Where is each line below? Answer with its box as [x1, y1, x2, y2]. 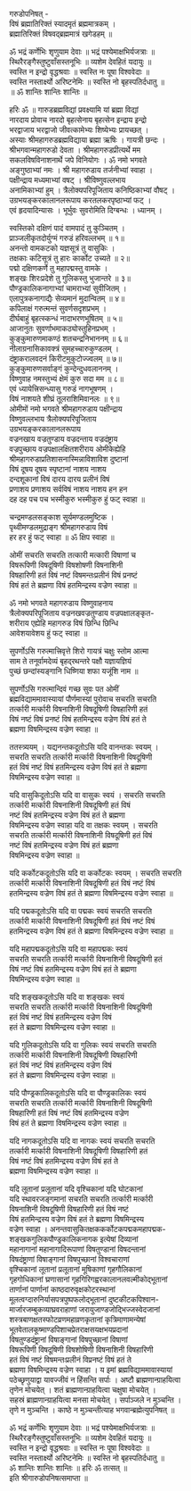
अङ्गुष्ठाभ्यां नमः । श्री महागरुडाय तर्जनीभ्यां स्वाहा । [9, 165, 154, 175]
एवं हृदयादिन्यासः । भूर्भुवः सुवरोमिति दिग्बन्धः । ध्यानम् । [9, 205, 163, 215]
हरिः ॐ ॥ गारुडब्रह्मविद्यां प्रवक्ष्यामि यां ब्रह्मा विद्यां [9, 104, 139, 115]
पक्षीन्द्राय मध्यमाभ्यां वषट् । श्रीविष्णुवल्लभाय [9, 175, 126, 185]
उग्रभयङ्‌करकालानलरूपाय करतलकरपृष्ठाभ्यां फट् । [9, 195, 152, 205]
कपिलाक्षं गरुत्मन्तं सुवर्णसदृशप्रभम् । [9, 304, 107, 313]
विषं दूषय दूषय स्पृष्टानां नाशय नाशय [9, 464, 107, 474]
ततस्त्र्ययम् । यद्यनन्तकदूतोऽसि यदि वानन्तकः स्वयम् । [9, 742, 159, 752]
